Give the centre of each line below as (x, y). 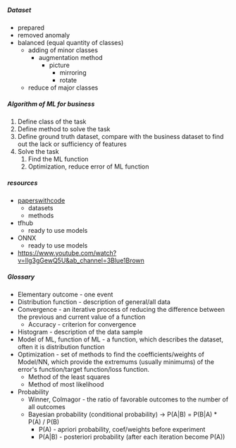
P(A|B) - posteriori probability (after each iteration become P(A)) (132, 437)
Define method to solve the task (64, 129)
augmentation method (71, 57)
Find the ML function (58, 159)
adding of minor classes (63, 50)
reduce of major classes (63, 87)
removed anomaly (44, 35)
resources (23, 183)
